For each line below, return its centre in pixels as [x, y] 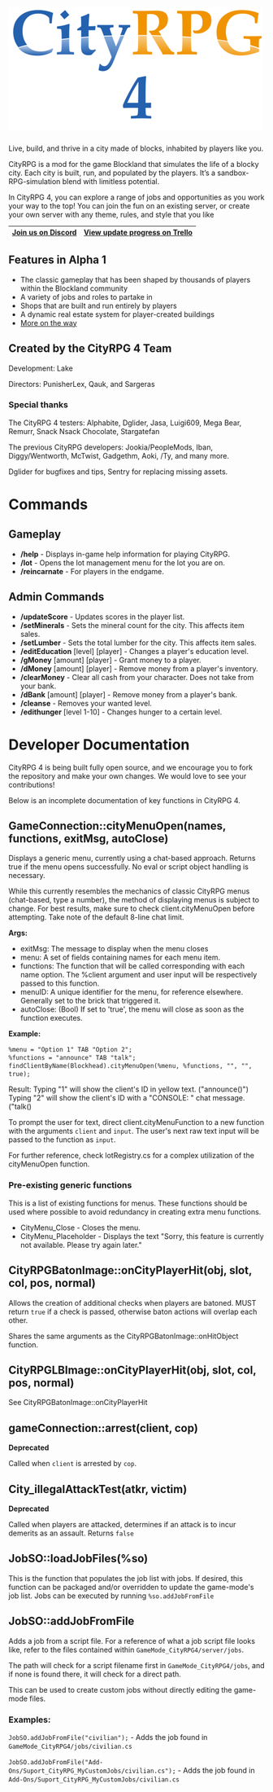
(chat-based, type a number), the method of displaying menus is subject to [134, 900]
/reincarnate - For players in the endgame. [92, 571]
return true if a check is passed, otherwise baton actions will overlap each [133, 1311]
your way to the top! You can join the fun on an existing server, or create [129, 205]
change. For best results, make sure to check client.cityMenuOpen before [132, 909]
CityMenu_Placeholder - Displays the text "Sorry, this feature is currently [142, 1236]
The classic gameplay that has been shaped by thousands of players [135, 279]
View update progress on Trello [139, 233]
